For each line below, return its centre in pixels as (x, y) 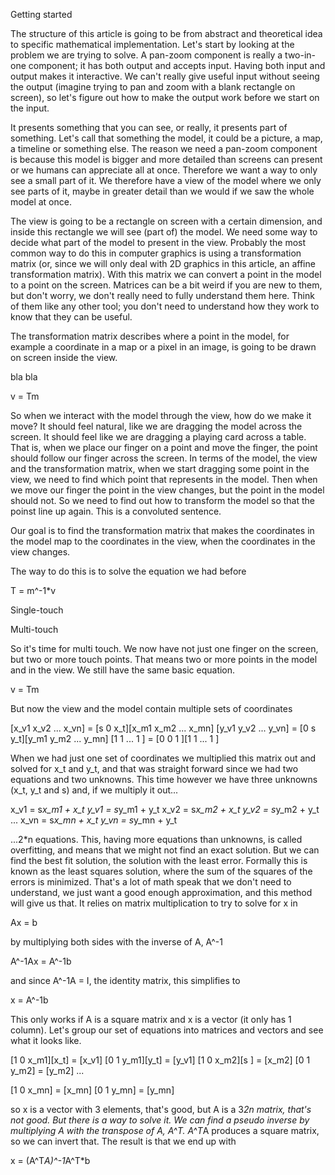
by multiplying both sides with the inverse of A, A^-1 (116, 942)
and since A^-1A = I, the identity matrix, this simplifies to (125, 980)
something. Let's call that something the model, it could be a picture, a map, (166, 138)
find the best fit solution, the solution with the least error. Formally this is (159, 860)
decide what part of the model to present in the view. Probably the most (158, 242)
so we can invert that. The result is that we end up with (123, 1141)
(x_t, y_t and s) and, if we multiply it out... (94, 790)
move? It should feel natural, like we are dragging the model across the (156, 426)
